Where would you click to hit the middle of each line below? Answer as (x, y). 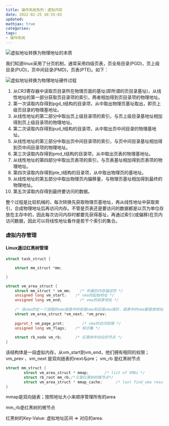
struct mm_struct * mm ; (38, 268)
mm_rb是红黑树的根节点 (31, 407)
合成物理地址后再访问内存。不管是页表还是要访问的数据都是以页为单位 (87, 208)
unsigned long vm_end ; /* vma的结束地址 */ (67, 300)
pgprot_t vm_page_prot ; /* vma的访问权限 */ (68, 323)
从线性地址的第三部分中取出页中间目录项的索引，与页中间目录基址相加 (86, 141)
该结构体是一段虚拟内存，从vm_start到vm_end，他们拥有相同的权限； (78, 352)
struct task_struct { (28, 259)
